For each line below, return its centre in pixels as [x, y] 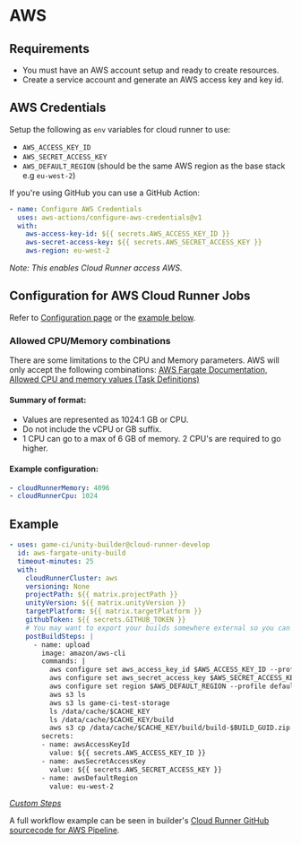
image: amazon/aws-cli [84, 653]
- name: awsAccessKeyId [86, 745]
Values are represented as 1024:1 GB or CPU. [105, 420]
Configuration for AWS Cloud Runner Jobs [130, 296]
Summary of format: [48, 400]
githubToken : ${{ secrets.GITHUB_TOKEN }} [106, 620]
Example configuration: [54, 469]
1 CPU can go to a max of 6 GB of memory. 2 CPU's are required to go [151, 439]
